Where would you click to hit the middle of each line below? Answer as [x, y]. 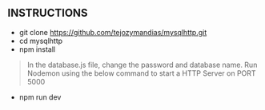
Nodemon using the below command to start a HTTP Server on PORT [142, 73]
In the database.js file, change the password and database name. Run [142, 65]
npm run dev [40, 97]
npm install [37, 49]
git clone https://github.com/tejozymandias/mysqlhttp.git [113, 32]
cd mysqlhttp [41, 41]
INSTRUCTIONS [48, 13]
